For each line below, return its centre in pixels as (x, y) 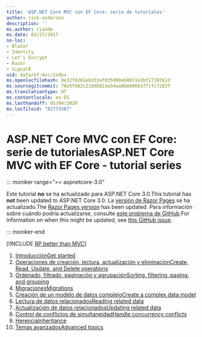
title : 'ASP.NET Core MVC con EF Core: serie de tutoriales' (86, 12)
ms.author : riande (30, 29)
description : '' (27, 23)
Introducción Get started (45, 256)
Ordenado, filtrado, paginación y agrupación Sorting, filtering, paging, (102, 275)
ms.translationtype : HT (37, 92)
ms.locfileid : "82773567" (39, 109)
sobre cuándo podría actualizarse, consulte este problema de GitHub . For (98, 214)
